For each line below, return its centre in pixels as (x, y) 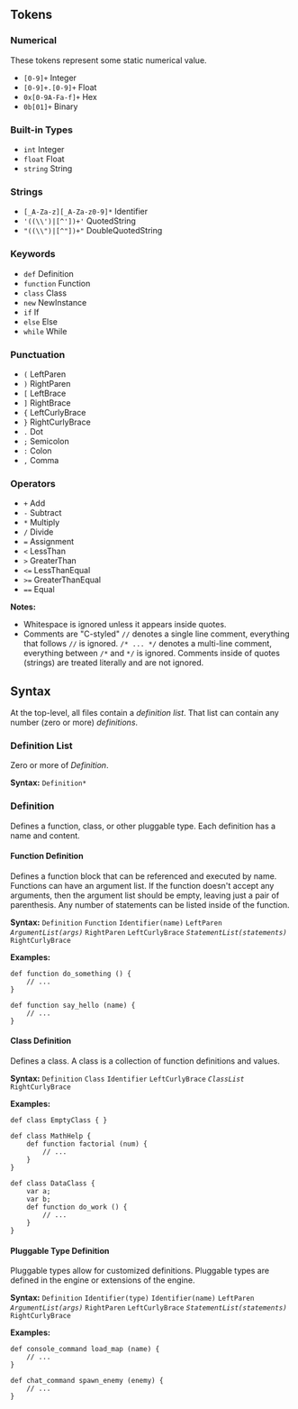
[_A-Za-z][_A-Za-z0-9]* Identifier (85, 212)
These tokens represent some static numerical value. (108, 60)
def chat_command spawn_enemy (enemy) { (87, 1381)
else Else (40, 321)
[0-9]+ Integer (50, 78)
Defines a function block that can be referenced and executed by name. (144, 876)
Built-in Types (41, 130)
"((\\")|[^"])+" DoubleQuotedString (93, 231)
